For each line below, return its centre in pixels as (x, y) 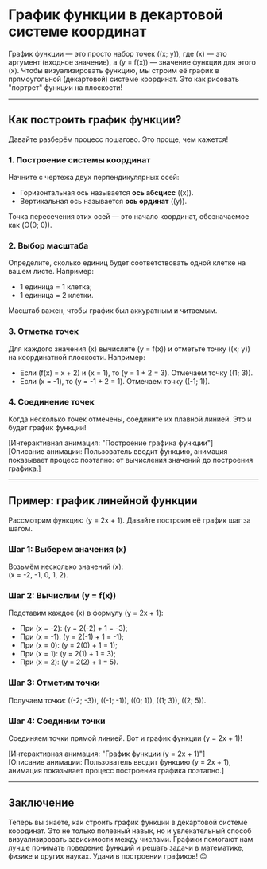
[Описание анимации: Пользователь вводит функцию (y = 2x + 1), (120, 761)
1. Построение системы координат (79, 159)
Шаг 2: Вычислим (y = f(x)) (62, 595)
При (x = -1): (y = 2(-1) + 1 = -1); (72, 637)
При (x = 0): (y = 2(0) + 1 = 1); (68, 645)
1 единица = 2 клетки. (56, 296)
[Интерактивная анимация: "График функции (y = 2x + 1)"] (107, 754)
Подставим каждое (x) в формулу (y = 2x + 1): (86, 613)
